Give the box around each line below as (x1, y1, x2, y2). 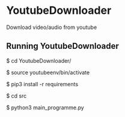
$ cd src (6, 92, 27, 100)
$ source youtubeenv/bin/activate (6, 69, 90, 76)
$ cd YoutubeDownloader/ (6, 57, 72, 64)
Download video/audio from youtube (6, 24, 97, 31)
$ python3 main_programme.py (6, 104, 84, 111)
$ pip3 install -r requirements (6, 80, 79, 87)
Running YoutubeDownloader (6, 41, 119, 51)
